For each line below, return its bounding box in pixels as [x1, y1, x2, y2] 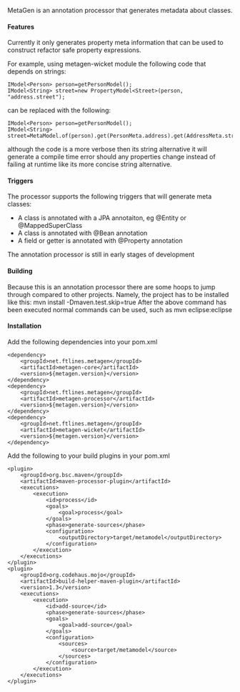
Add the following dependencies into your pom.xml [7, 337, 158, 346]
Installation [7, 321, 41, 331]
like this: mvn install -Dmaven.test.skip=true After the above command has [7, 298, 227, 306]
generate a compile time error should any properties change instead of [7, 153, 216, 161]
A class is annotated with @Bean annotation [17, 229, 148, 238]
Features [7, 22, 34, 31]
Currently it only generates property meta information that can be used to [7, 39, 224, 47]
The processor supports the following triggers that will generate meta [7, 192, 212, 201]
